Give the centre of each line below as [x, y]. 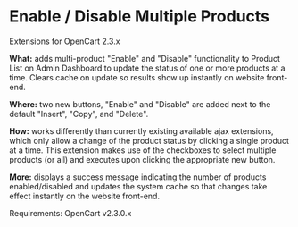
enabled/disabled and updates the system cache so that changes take [138, 186]
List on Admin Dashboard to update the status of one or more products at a [147, 68]
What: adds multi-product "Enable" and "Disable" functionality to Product [145, 58]
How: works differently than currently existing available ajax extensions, [141, 130]
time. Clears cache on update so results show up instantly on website [137, 77]
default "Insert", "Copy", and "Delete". [79, 113]
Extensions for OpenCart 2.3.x [65, 41]
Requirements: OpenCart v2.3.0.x [70, 213]
